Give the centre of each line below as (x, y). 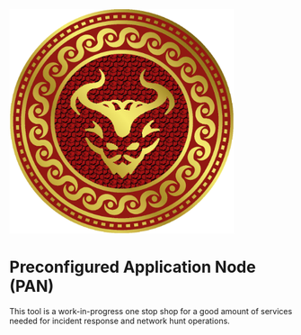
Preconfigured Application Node (133, 267)
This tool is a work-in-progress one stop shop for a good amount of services (151, 311)
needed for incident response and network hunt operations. (120, 321)
